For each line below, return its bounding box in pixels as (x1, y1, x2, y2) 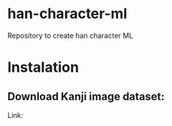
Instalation (7, 58, 79, 76)
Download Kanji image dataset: (7, 90, 165, 103)
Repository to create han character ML (7, 31, 134, 40)
